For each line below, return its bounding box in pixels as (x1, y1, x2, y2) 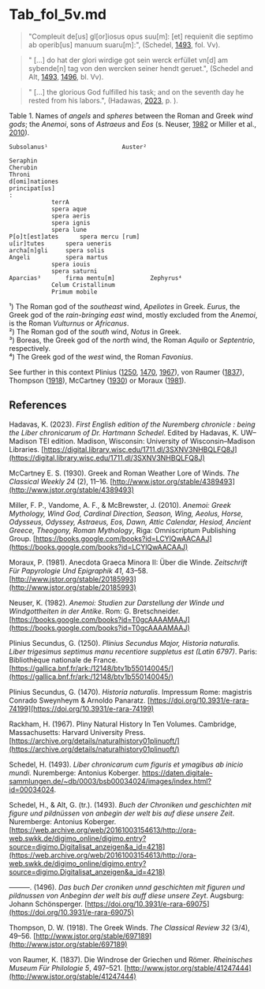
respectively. (9, 343, 50, 353)
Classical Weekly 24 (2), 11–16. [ (9, 476, 113, 486)
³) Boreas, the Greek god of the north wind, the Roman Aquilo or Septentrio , (9, 335, 256, 345)
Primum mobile (50, 288, 98, 296)
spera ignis (50, 218, 91, 226)
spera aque (50, 205, 88, 213)
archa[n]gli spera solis (9, 246, 105, 254)
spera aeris (50, 211, 91, 220)
